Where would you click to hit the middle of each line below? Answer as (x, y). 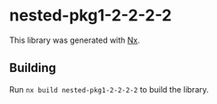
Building (33, 68)
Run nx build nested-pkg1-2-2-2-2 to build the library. (109, 89)
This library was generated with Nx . (75, 40)
